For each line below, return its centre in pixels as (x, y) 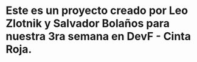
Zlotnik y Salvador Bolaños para (88, 23)
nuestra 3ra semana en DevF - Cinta (98, 36)
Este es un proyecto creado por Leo (97, 11)
